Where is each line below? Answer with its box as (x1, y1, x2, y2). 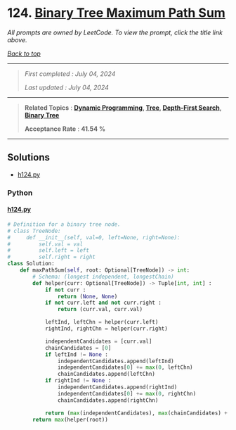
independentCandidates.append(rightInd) (57, 384, 178, 391)
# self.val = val (7, 241, 83, 248)
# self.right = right (7, 253, 96, 261)
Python (7, 188, 33, 198)
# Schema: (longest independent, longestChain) (32, 273, 174, 280)
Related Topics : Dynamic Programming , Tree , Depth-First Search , (24, 103, 222, 112)
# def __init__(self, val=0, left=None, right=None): (7, 234, 181, 241)
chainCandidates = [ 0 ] (44, 344, 112, 351)
